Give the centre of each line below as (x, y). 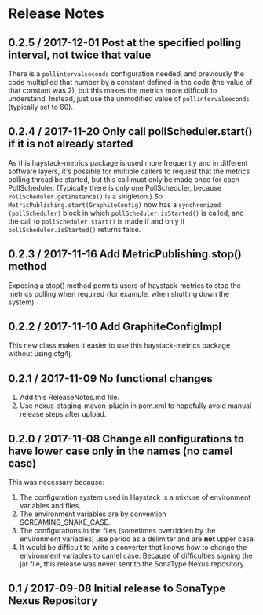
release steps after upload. (63, 414)
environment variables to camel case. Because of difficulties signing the (136, 556)
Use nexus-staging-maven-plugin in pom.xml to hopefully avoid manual (135, 406)
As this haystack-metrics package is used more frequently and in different (128, 162)
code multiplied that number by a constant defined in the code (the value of (130, 82)
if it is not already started (71, 144)
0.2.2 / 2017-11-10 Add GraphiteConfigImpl (115, 327)
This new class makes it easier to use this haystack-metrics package (119, 345)
